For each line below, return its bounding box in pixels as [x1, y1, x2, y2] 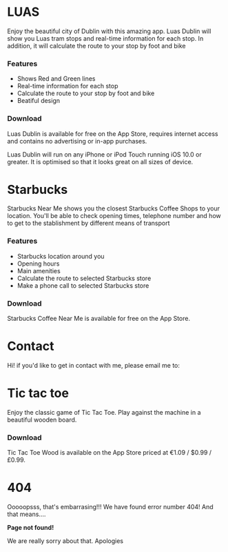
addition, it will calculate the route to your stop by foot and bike [7, 41, 186, 50]
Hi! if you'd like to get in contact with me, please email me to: [7, 362, 180, 369]
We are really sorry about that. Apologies [7, 537, 124, 545]
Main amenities [17, 266, 61, 275]
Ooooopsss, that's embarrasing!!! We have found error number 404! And [7, 503, 214, 511]
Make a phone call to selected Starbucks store [17, 281, 149, 290]
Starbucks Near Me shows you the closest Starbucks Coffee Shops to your [7, 204, 220, 213]
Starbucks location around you [17, 252, 105, 260]
